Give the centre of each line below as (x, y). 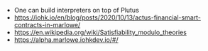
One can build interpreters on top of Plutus (77, 10)
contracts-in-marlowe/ (47, 25)
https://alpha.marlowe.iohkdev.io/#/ (66, 40)
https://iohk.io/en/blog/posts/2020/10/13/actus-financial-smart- (107, 17)
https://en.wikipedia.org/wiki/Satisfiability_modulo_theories (100, 32)
